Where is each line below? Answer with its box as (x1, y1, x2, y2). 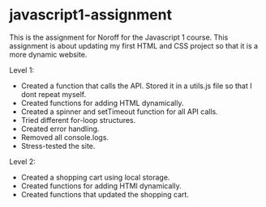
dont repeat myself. (20, 89, 87, 99)
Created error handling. (20, 124, 100, 133)
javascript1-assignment (9, 6, 173, 24)
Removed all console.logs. (20, 132, 109, 142)
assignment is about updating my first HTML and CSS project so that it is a (9, 40, 259, 50)
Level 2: (9, 156, 36, 167)
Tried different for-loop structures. (20, 115, 136, 125)
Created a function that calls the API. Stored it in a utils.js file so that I (20, 81, 252, 91)
